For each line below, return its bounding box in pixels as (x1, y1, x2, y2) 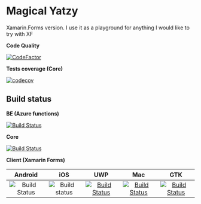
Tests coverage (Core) (6, 65, 63, 72)
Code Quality (6, 42, 40, 49)
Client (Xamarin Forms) (6, 156, 65, 163)
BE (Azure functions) (6, 109, 60, 117)
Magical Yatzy (6, 4, 78, 18)
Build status (6, 94, 52, 104)
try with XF (6, 30, 33, 37)
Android (14, 170, 38, 179)
